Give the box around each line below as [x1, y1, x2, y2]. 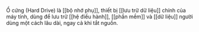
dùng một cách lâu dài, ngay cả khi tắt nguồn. [6, 20, 118, 26]
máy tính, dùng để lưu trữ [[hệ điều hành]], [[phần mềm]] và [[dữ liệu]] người [6, 13, 193, 20]
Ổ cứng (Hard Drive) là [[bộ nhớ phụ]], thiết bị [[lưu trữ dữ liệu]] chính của [6, 7, 186, 14]
